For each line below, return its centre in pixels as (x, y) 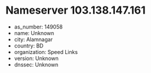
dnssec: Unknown (36, 64)
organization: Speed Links (46, 52)
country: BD (29, 46)
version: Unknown (36, 58)
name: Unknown (34, 33)
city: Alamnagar (33, 39)
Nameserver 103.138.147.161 (75, 10)
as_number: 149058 (38, 27)
